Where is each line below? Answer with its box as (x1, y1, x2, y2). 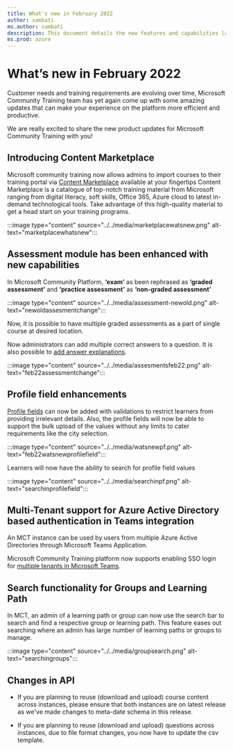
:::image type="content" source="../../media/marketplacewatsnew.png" (7, 220, 210, 229)
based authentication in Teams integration (7, 515, 194, 527)
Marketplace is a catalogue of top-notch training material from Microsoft (7, 185, 214, 193)
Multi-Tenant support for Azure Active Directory (7, 504, 220, 516)
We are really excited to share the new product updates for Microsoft (7, 124, 205, 133)
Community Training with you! (7, 132, 93, 140)
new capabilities (7, 259, 80, 271)
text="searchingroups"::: (7, 654, 78, 663)
